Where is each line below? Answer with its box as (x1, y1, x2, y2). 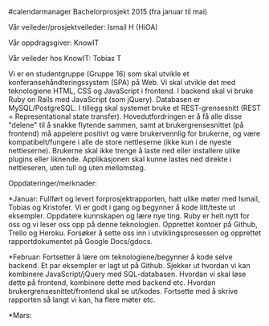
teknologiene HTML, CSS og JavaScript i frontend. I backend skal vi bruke (8, 86, 254, 96)
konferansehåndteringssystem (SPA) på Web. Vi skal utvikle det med (8, 78, 236, 87)
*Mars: (8, 311, 32, 320)
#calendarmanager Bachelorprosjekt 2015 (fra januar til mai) (8, 7, 208, 16)
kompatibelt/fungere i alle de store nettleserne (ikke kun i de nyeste (8, 137, 232, 147)
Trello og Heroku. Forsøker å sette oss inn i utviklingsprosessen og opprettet (8, 228, 262, 238)
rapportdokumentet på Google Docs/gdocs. (8, 237, 153, 246)
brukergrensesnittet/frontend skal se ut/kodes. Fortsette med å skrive (8, 287, 238, 295)
